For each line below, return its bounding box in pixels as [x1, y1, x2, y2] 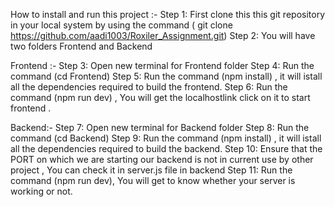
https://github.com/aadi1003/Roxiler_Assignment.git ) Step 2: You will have [10, 30, 316, 41]
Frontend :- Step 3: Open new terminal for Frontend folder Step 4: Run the [10, 60, 315, 71]
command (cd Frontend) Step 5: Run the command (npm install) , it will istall [10, 70, 323, 82]
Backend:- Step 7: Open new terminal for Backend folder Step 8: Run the [10, 122, 310, 133]
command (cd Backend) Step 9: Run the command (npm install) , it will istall [10, 132, 322, 144]
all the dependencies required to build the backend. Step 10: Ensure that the [10, 143, 323, 154]
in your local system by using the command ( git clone [10, 19, 233, 31]
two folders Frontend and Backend [10, 40, 153, 52]
